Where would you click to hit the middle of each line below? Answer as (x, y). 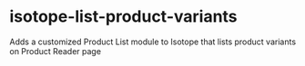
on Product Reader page (56, 51)
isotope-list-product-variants (124, 17)
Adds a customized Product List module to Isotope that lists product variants (153, 42)
